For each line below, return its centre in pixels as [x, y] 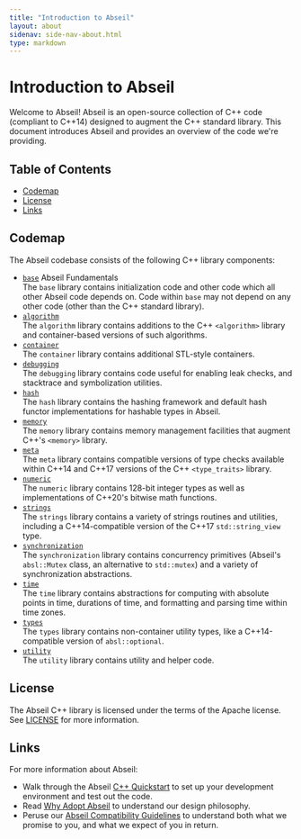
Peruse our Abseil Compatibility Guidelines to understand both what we [155, 816]
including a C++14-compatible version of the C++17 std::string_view [151, 526]
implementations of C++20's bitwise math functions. [120, 497]
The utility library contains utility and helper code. [118, 660]
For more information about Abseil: [74, 770]
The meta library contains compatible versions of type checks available [153, 459]
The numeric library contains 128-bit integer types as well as [133, 488]
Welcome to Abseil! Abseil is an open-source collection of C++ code [136, 113]
